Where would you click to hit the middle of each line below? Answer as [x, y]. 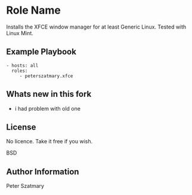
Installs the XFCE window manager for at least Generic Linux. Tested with [96, 27]
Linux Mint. [20, 33]
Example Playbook [41, 52]
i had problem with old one [47, 108]
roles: [20, 71]
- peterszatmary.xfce [46, 76]
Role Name [33, 10]
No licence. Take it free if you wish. [49, 141]
